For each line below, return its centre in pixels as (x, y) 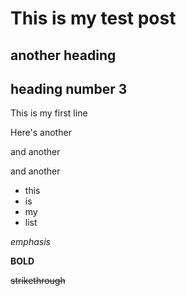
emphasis (30, 242)
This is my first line (49, 113)
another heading (63, 55)
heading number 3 (69, 88)
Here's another (41, 133)
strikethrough (38, 281)
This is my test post (93, 18)
